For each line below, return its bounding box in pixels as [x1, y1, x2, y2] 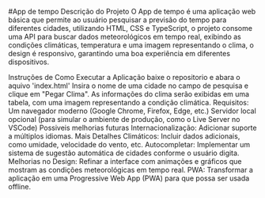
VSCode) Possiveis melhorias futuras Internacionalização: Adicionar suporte [8, 123, 257, 132]
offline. [8, 182, 32, 191]
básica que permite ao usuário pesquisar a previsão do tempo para [8, 15, 227, 25]
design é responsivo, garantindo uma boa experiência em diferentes [8, 49, 231, 58]
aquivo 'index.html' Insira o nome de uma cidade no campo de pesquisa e [8, 81, 249, 90]
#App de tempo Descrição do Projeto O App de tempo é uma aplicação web [8, 7, 256, 16]
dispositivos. [8, 57, 50, 67]
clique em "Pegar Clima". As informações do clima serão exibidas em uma [8, 89, 250, 98]
